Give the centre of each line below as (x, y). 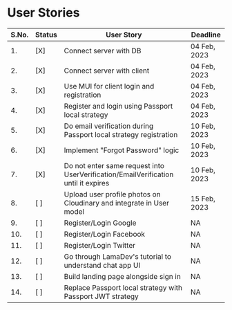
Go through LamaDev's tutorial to (117, 256)
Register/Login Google (100, 223)
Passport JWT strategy (101, 296)
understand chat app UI (102, 265)
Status (46, 35)
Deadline (206, 35)
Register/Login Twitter (100, 245)
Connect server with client (107, 71)
